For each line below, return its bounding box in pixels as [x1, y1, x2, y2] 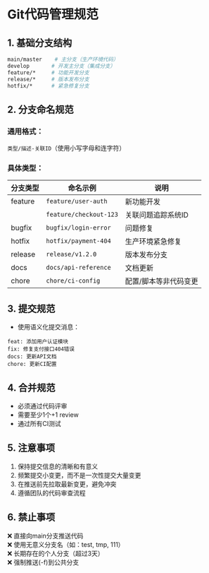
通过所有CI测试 [17, 419, 61, 427]
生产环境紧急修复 [125, 237, 182, 247]
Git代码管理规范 [7, 6, 99, 23]
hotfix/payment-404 [46, 237, 111, 245]
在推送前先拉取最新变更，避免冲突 [17, 480, 117, 488]
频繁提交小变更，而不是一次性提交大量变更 [17, 471, 141, 479]
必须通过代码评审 [17, 401, 68, 410]
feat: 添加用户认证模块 [7, 338, 69, 345]
